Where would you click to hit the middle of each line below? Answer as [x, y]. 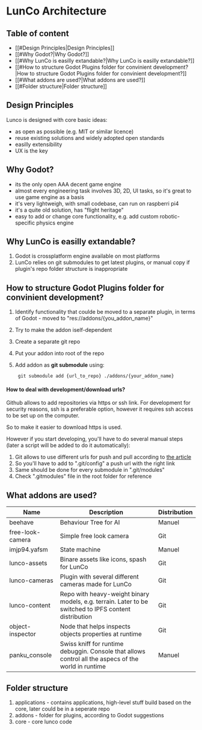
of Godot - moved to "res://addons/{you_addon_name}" [84, 319]
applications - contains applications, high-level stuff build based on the [103, 703]
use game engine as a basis [49, 197]
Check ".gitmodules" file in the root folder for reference [83, 476]
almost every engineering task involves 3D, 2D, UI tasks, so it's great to [103, 191]
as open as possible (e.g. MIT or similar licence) [74, 132]
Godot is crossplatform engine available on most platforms [87, 256]
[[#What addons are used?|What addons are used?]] [80, 80]
